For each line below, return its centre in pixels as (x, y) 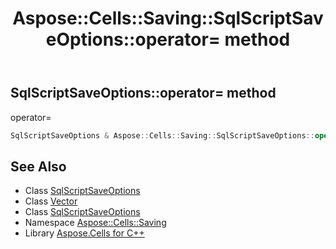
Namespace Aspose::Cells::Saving (95, 223)
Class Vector (51, 201)
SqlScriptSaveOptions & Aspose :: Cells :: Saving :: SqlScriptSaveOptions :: (162, 135)
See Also (38, 166)
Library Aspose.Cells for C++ (84, 233)
